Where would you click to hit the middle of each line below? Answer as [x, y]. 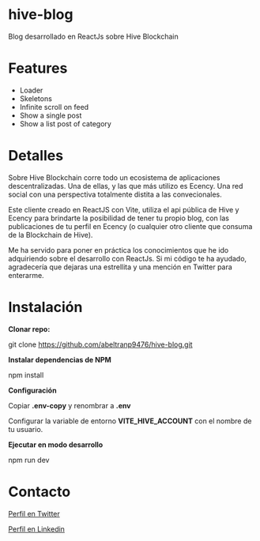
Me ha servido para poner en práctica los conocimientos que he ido [119, 250]
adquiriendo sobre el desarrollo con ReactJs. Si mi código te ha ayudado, [128, 258]
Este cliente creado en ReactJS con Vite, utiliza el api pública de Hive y [124, 209]
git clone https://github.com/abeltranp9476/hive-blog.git [100, 344]
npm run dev [29, 460]
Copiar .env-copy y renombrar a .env [70, 405]
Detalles [36, 156]
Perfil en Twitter [34, 513]
